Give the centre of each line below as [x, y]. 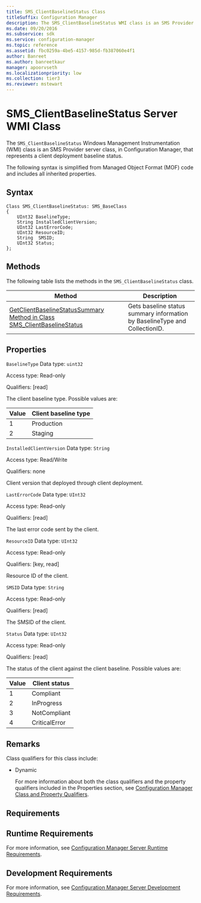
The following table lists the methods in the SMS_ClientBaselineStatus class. [100, 281]
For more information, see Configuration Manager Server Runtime [87, 848]
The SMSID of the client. [36, 622]
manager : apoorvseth [32, 67]
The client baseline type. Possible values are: [62, 399]
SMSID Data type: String [35, 587]
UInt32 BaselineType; [44, 217]
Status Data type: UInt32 [36, 634]
